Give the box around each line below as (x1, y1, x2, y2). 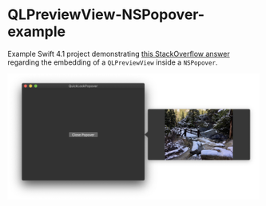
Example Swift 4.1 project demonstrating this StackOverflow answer (7, 49, 230, 58)
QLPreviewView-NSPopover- (7, 6, 205, 24)
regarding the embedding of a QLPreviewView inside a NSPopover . (7, 57, 218, 67)
